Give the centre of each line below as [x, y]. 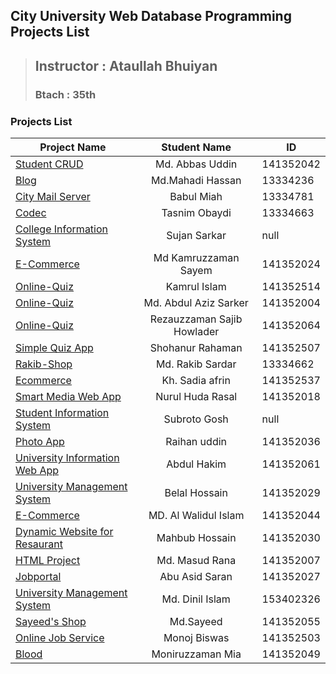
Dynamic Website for [64, 531]
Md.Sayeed [196, 621]
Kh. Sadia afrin [196, 380]
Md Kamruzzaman [196, 257]
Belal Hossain [196, 492]
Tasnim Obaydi [196, 212]
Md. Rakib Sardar [196, 364]
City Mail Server [53, 196]
